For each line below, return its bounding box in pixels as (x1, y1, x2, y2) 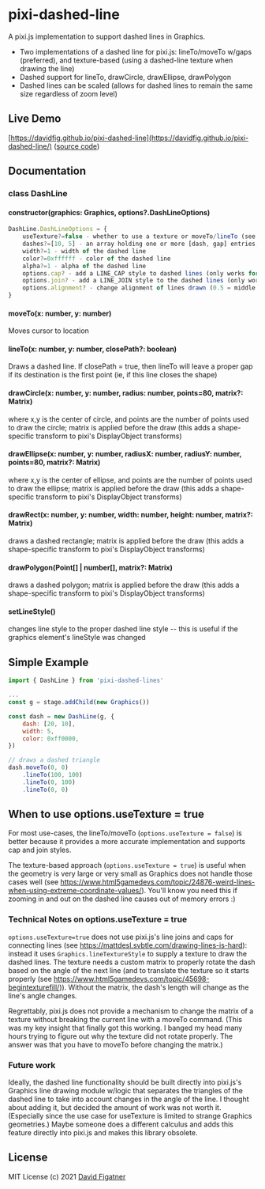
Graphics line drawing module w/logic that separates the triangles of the (8, 1086, 243, 1096)
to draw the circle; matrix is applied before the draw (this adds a (8, 422, 217, 432)
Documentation (8, 165, 87, 178)
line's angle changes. (8, 990, 77, 1000)
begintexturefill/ (8, 983, 60, 992)
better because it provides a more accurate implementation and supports (8, 837, 246, 846)
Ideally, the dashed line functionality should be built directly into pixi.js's (8, 1077, 242, 1087)
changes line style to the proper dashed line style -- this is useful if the (8, 624, 238, 634)
